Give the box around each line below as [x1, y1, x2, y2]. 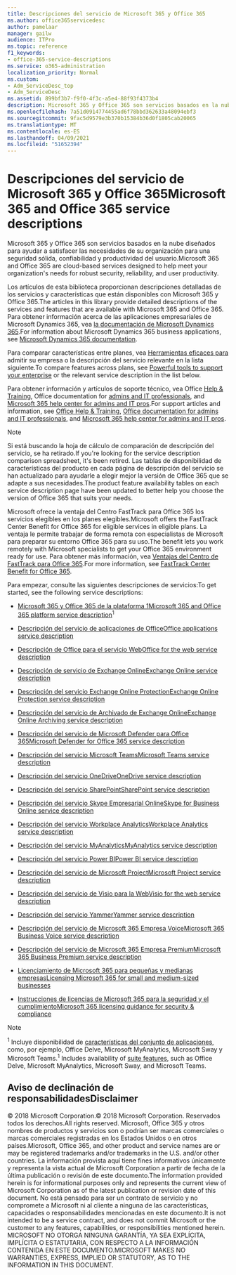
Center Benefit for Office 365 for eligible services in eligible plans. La [7, 523, 207, 531]
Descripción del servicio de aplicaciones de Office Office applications [17, 624, 218, 632]
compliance [17, 1009, 52, 1018]
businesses [17, 981, 51, 989]
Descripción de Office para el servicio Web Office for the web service [17, 645, 218, 653]
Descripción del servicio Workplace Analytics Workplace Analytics [17, 820, 209, 828]
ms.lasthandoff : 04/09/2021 [7, 134, 90, 141]
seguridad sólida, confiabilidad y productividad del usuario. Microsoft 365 [7, 254, 219, 263]
